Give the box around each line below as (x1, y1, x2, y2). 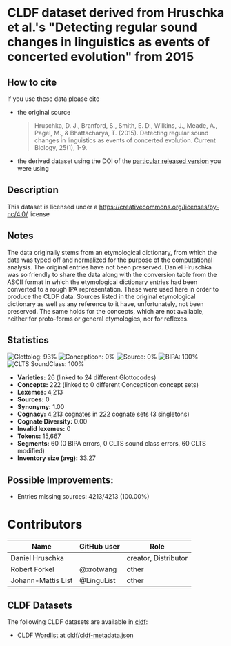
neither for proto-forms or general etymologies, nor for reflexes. (7, 314, 189, 323)
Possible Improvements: (7, 474, 114, 486)
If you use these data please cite (7, 95, 100, 103)
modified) (17, 447, 45, 455)
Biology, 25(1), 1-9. (34, 144, 88, 151)
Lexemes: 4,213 (17, 388, 63, 397)
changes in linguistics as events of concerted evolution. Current (34, 136, 216, 144)
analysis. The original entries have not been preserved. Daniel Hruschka (7, 263, 212, 271)
